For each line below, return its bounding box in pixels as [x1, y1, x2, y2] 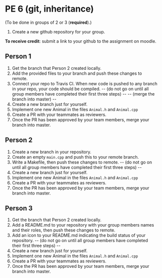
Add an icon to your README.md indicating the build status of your [12, 232, 146, 238]
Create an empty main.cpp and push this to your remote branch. [12, 154, 139, 160]
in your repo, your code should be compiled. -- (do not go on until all [12, 86, 149, 92]
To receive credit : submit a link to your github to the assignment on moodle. [5, 38, 157, 44]
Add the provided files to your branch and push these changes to [12, 70, 142, 76]
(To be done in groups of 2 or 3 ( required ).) [5, 19, 92, 25]
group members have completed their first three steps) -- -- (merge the [12, 91, 155, 97]
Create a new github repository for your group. [12, 29, 105, 34]
